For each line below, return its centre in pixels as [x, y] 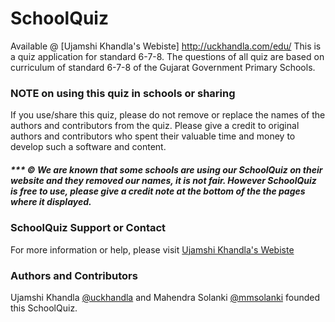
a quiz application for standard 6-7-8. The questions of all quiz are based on [167, 56]
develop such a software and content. [88, 147]
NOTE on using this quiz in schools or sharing [123, 93]
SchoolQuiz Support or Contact [88, 228]
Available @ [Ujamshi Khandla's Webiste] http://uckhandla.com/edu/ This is [166, 46]
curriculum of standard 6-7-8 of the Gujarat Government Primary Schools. [163, 67]
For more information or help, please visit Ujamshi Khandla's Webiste [152, 249]
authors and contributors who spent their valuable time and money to [153, 136]
